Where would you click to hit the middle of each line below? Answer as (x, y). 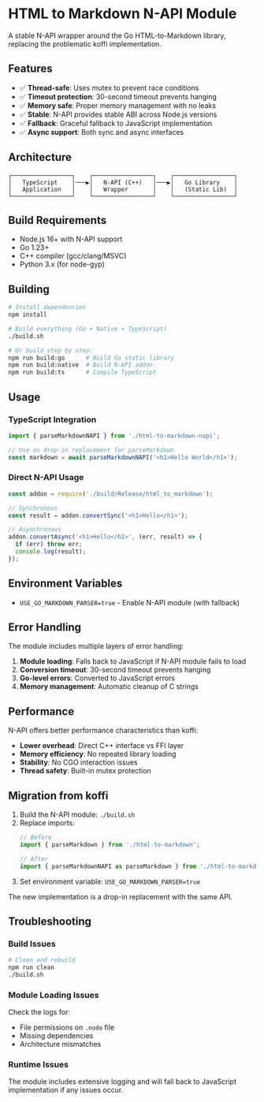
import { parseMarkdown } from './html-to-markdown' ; (110, 844)
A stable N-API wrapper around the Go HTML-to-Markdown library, (117, 35)
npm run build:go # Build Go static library (91, 358)
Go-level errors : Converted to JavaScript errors (97, 678)
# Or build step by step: (50, 350)
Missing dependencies (56, 1036)
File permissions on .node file (67, 1028)
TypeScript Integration (52, 419)
